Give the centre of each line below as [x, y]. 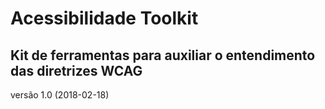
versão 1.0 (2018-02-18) [60, 95]
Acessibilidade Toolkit [104, 18]
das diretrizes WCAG [76, 70]
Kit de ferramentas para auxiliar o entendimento [163, 55]
